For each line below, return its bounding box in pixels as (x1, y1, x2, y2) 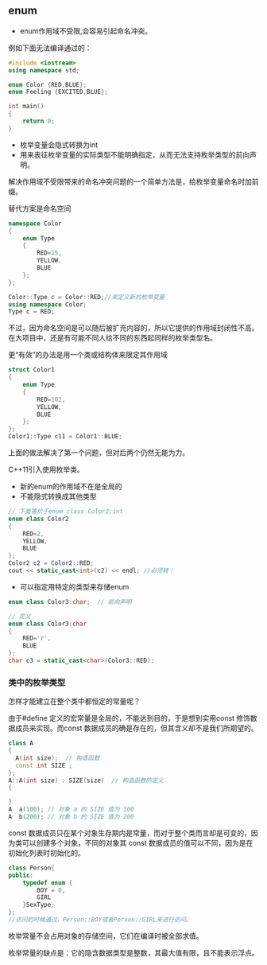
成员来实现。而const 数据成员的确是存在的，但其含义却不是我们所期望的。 (14, 723, 258, 733)
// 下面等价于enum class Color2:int (8, 508, 124, 516)
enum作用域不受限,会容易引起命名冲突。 (19, 25, 153, 36)
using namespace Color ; (8, 300, 87, 309)
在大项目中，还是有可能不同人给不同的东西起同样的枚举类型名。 (8, 333, 217, 343)
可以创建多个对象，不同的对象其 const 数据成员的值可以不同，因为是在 (21, 838, 253, 847)
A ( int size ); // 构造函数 (15, 753, 100, 762)
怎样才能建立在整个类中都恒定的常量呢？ (8, 697, 141, 706)
